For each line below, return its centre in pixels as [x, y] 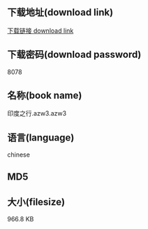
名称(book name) [45, 96]
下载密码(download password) [74, 55]
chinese [18, 155]
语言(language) [41, 137]
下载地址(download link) [60, 13]
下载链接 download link [40, 31]
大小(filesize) [36, 202]
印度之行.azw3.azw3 [37, 113]
